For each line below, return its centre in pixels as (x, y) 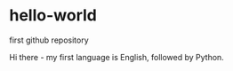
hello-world (53, 16)
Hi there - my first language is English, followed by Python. (116, 57)
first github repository (49, 40)
